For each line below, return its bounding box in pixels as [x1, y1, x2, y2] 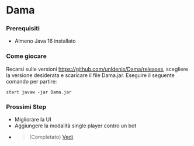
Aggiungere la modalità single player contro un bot [14, 122, 137, 129]
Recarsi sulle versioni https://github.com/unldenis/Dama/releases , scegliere [6, 65, 189, 72]
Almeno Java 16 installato [14, 37, 76, 44]
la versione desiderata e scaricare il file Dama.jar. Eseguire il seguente [6, 71, 175, 79]
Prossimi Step [6, 103, 47, 111]
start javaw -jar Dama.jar [6, 89, 72, 95]
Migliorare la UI [14, 116, 51, 123]
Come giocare [6, 52, 47, 60]
